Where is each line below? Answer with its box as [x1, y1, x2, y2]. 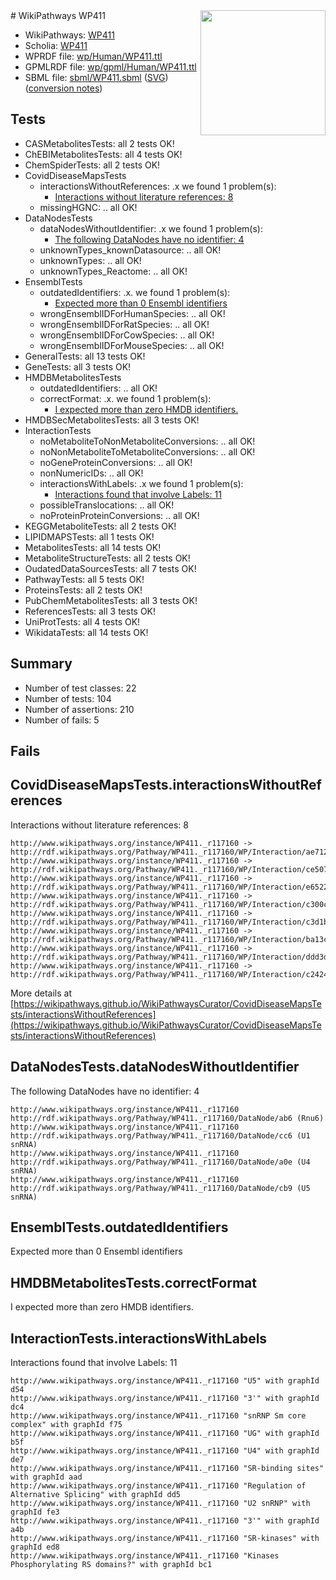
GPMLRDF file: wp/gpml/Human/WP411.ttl [24, 61, 197, 73]
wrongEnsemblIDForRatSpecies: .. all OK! [39, 318, 210, 330]
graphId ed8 [10, 1542, 60, 1553]
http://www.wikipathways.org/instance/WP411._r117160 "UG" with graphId [10, 1429, 320, 1439]
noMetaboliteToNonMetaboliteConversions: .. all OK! [39, 435, 256, 447]
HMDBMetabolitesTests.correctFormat [10, 1274, 257, 1291]
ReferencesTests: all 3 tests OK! [24, 605, 157, 617]
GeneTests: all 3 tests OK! [24, 360, 132, 373]
